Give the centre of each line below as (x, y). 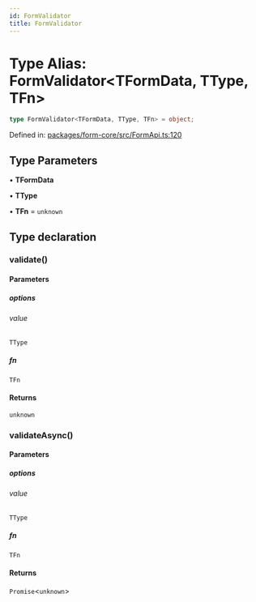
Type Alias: (48, 64)
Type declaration (53, 237)
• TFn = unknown (36, 211)
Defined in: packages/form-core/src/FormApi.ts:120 (96, 135)
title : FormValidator (46, 23)
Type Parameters (53, 160)
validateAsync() (41, 435)
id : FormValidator (40, 16)
